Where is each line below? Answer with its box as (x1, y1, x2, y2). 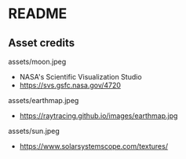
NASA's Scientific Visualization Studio (19, 72, 143, 81)
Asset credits (8, 36, 75, 50)
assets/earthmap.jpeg (8, 96, 79, 105)
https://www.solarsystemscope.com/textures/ (19, 142, 169, 150)
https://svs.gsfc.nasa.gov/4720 (19, 80, 122, 90)
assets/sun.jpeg (8, 127, 60, 135)
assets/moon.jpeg (8, 57, 67, 66)
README (8, 5, 67, 23)
